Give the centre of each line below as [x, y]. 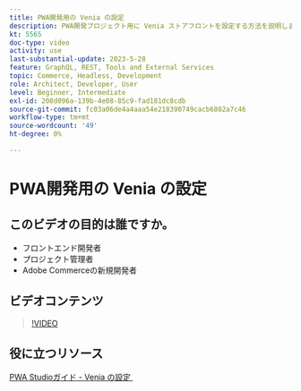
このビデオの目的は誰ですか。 [92, 225]
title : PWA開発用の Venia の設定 [67, 17]
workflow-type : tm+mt [50, 117]
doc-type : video [39, 42]
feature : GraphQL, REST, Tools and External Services [112, 68]
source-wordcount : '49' [54, 126]
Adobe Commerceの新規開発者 [79, 270]
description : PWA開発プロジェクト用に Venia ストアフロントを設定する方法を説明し [149, 26]
